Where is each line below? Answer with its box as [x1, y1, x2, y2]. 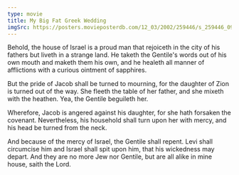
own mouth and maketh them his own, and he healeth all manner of [7, 58, 205, 67]
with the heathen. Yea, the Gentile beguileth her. [7, 95, 149, 103]
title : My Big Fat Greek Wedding [7, 17, 107, 24]
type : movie [7, 10, 43, 18]
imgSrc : [7, 23, 31, 31]
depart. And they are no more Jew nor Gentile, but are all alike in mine [7, 152, 213, 161]
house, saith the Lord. [7, 160, 71, 169]
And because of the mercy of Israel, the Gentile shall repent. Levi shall [7, 137, 213, 146]
